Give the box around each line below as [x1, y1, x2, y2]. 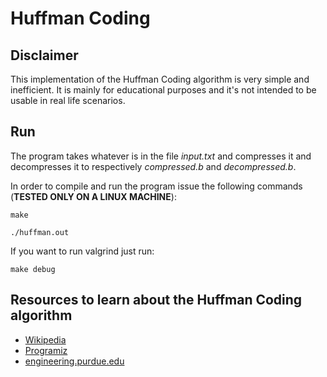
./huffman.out [10, 227, 70, 237]
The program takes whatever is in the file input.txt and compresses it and [10, 150, 312, 162]
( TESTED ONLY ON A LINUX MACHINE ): [10, 190, 177, 202]
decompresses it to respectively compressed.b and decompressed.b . [10, 160, 297, 172]
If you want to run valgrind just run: [10, 245, 155, 257]
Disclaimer [10, 47, 79, 64]
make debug [10, 264, 56, 274]
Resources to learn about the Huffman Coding [10, 292, 303, 309]
